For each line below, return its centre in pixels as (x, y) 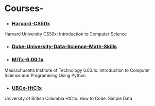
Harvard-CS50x (31, 24)
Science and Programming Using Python (45, 75)
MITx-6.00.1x (28, 60)
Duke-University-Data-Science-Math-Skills (64, 46)
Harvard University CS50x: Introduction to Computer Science (66, 34)
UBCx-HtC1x (27, 88)
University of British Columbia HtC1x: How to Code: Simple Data (68, 98)
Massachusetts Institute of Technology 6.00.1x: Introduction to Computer (77, 70)
